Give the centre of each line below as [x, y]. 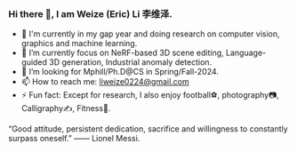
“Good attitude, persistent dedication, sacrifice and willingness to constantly [148, 129]
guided [34, 62]
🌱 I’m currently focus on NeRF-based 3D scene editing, [122, 53]
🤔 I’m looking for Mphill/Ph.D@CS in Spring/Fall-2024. [120, 72]
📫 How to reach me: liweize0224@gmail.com [105, 82]
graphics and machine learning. [79, 44]
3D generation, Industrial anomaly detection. [131, 62]
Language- [246, 53]
